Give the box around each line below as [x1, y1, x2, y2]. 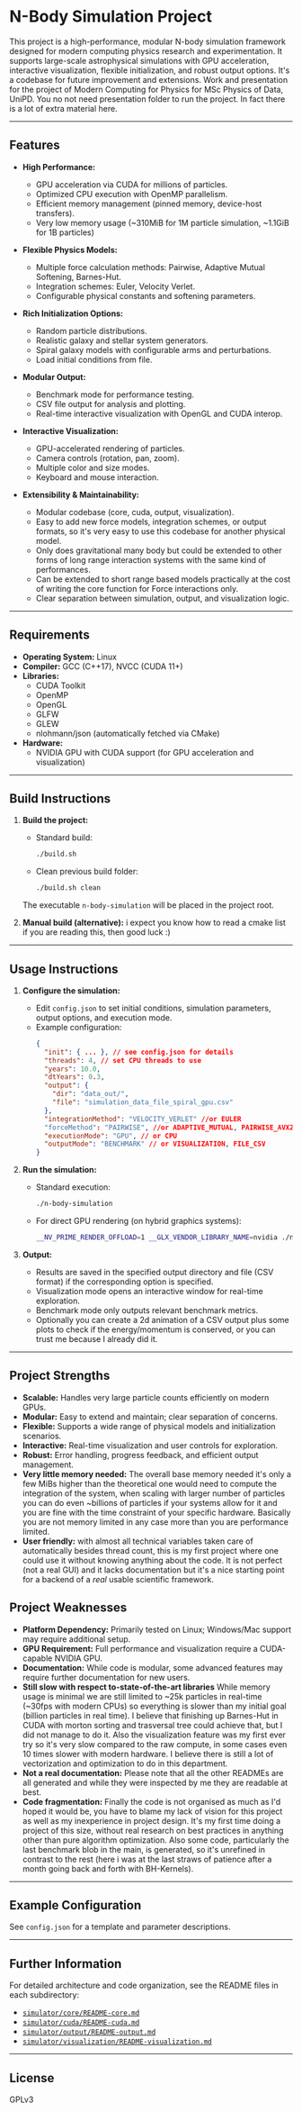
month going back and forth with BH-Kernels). [22, 1863, 194, 1874]
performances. [35, 564, 92, 575]
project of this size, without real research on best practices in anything [22, 1825, 284, 1836]
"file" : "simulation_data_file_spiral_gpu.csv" [52, 1098, 234, 1107]
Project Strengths [9, 1368, 111, 1383]
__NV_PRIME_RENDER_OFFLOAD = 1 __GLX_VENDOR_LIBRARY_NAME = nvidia [35, 1233, 279, 1242]
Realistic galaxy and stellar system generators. [35, 335, 209, 346]
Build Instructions [9, 791, 111, 806]
